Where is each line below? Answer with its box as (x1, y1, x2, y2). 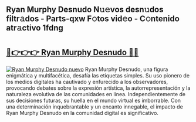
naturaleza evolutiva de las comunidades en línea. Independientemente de (6, 91, 186, 97)
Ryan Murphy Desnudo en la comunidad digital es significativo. (6, 110, 158, 116)
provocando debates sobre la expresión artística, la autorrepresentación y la (6, 84, 191, 91)
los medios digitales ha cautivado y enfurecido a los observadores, (6, 79, 168, 85)
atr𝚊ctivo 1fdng (6, 23, 63, 33)
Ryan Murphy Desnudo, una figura (85, 66, 168, 73)
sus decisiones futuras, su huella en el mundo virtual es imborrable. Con (6, 97, 181, 104)
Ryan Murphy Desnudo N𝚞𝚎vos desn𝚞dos (6, 5, 164, 15)
